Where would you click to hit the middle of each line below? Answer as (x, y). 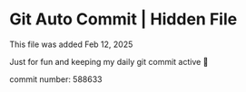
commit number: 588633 (56, 79)
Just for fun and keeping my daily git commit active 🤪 (109, 61)
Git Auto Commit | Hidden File (123, 19)
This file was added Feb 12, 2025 (71, 44)
